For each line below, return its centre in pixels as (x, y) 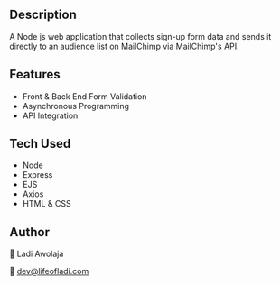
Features (35, 74)
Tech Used (40, 144)
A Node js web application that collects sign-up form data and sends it (140, 36)
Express (37, 175)
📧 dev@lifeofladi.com (49, 271)
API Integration (50, 115)
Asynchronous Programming (75, 106)
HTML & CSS (47, 204)
